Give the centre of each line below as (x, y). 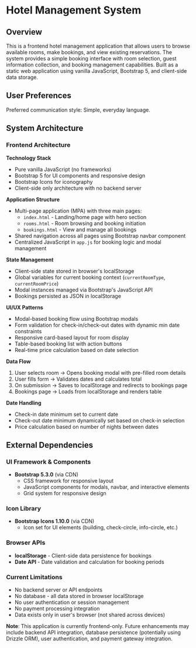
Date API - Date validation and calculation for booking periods (90, 562)
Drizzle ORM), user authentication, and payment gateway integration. (89, 639)
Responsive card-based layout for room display (72, 337)
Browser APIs (26, 543)
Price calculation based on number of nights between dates (87, 427)
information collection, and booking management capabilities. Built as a (92, 65)
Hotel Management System (74, 10)
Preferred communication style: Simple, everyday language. (78, 110)
